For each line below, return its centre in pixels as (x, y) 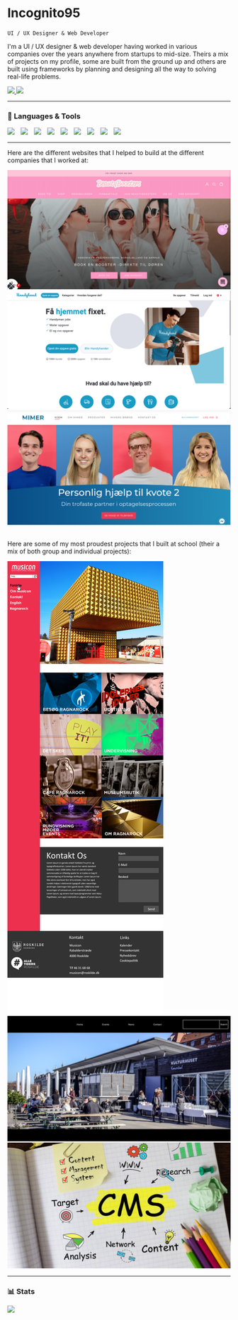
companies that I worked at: (48, 160)
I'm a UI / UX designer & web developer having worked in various (102, 46)
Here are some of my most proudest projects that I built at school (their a (114, 544)
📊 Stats (21, 1291)
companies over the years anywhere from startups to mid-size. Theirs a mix (118, 54)
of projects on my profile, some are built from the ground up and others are (117, 61)
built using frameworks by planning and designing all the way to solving (112, 69)
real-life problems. (34, 77)
